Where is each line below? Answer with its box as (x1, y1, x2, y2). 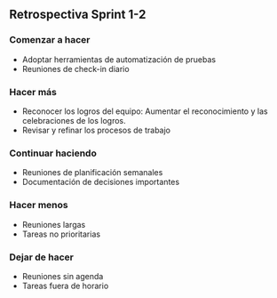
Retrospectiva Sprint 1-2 (9, 7, 146, 22)
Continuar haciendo (9, 147, 98, 159)
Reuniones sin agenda (21, 270, 104, 281)
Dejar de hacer (9, 251, 74, 263)
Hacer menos (9, 199, 68, 212)
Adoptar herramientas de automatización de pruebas (21, 53, 216, 65)
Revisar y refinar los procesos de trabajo (21, 125, 171, 135)
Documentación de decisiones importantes (21, 177, 180, 188)
